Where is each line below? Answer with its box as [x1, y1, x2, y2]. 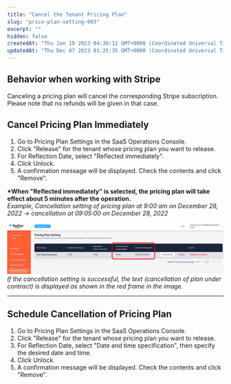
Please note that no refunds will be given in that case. [7, 99, 159, 107]
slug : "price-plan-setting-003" [7, 18, 100, 25]
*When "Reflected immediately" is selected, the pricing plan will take [7, 187, 210, 195]
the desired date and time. [16, 348, 92, 357]
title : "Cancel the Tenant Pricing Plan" [7, 11, 128, 18]
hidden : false [7, 33, 48, 40]
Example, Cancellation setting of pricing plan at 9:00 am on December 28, [7, 201, 219, 210]
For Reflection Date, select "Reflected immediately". [16, 152, 164, 160]
